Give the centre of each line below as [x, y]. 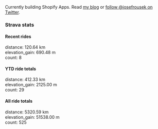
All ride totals [19, 101]
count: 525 [16, 122]
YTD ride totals [21, 69]
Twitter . [13, 12]
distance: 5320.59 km [27, 112]
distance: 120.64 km [25, 47]
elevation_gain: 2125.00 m [31, 85]
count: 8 [13, 57]
